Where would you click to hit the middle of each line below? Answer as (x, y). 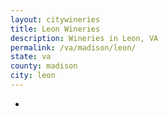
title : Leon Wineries (55, 29)
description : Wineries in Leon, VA (84, 38)
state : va (31, 57)
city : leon (33, 76)
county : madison (44, 66)
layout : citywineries (55, 19)
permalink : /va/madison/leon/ (73, 47)
